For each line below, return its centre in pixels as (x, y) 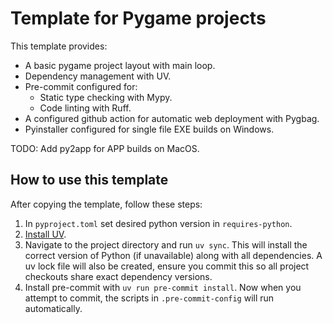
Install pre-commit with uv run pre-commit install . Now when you (163, 287)
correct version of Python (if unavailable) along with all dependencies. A (173, 255)
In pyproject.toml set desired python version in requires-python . (158, 223)
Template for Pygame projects (138, 18)
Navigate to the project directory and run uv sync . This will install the (166, 244)
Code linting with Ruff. (85, 108)
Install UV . (45, 234)
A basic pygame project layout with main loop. (120, 65)
